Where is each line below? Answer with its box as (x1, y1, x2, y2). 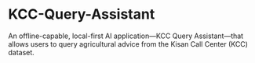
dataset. (8, 47, 35, 57)
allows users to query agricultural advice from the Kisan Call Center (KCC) (8, 39, 249, 48)
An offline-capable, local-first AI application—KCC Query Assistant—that (8, 31, 244, 40)
